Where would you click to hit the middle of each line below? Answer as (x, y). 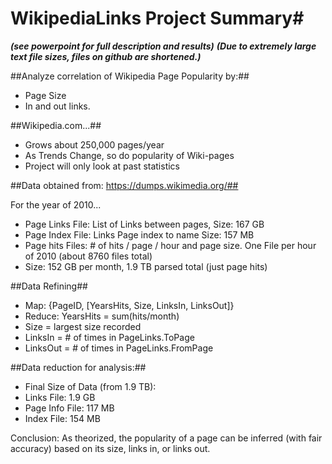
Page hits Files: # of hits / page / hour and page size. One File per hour (170, 245)
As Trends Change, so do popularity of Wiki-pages (129, 155)
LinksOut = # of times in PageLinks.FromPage (119, 348)
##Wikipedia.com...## (56, 125)
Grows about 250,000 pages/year (94, 144)
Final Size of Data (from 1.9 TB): (90, 386)
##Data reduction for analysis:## (78, 367)
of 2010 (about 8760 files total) (88, 256)
